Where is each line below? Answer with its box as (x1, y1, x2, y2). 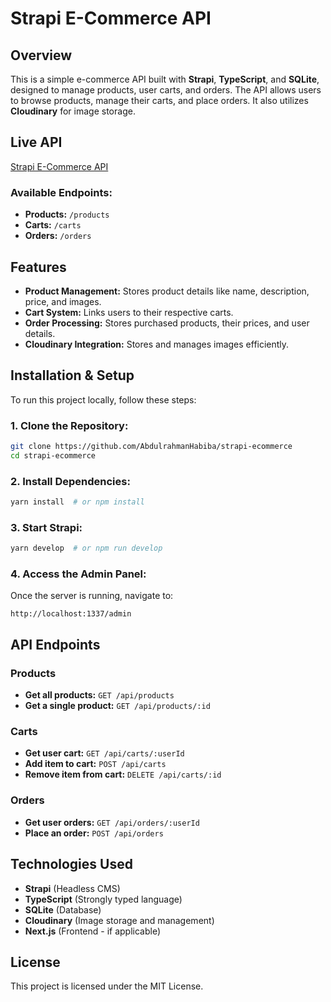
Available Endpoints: (10, 185, 113, 199)
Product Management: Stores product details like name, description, (24, 285, 310, 297)
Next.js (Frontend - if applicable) (24, 925, 162, 937)
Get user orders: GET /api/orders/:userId (24, 816, 200, 828)
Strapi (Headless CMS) (24, 882, 121, 894)
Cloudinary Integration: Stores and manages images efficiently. (24, 338, 290, 350)
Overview (10, 47, 73, 64)
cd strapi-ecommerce (10, 450, 97, 461)
